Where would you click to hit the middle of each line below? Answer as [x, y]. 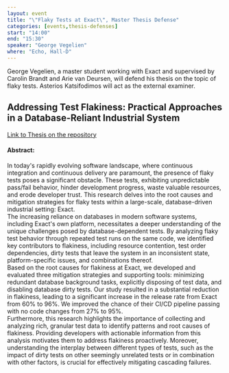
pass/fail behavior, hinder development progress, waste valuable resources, [114, 187]
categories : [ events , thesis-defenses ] [62, 26]
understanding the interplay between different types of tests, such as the [110, 348]
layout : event [27, 13]
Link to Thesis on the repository [52, 134]
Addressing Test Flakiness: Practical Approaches [115, 107]
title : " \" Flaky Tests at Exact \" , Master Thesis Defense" [93, 20]
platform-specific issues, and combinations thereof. [80, 260]
